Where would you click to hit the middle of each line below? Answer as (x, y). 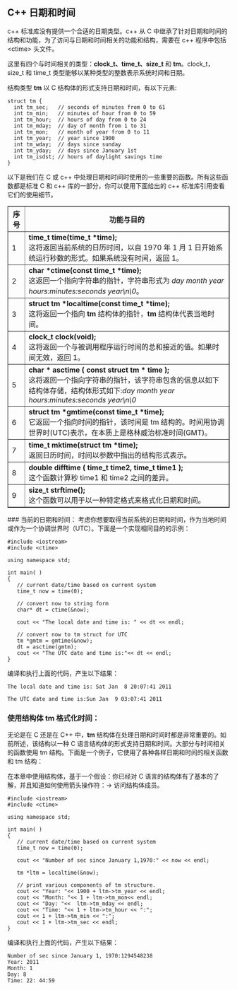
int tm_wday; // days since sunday (67, 144)
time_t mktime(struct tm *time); (83, 445)
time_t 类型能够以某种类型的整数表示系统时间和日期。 (111, 72)
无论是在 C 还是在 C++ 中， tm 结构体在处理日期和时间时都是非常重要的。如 (117, 735)
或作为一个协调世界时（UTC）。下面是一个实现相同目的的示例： (99, 528)
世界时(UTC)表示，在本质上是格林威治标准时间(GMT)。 (120, 432)
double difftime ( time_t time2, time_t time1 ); (106, 467)
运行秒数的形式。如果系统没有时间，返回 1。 (109, 258)
